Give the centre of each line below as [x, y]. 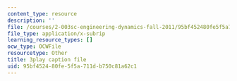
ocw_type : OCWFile [34, 46]
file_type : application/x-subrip [56, 33]
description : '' [31, 20]
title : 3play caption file [47, 60]
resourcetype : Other [38, 54]
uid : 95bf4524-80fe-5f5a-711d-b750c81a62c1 [72, 66]
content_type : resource [42, 14]
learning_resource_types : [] [50, 40]
